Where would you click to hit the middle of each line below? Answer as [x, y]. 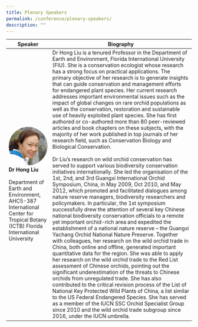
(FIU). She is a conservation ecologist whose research [118, 66]
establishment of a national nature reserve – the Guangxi [121, 228]
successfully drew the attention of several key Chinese [118, 210]
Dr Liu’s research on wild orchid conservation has [112, 159]
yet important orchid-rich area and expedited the [112, 222]
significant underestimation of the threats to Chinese [116, 272]
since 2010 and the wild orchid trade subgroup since [117, 310]
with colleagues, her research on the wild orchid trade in [120, 241]
